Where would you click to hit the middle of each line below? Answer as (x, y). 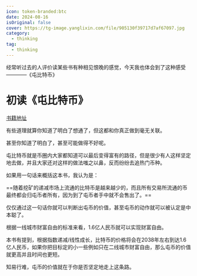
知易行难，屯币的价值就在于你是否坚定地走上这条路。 (70, 267)
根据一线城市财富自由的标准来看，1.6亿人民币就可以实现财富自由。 (86, 227)
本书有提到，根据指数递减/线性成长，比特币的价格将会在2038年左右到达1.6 (96, 240)
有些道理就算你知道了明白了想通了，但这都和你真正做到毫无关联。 (86, 130)
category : (18, 33)
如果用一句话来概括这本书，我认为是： (52, 175)
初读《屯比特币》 (47, 100)
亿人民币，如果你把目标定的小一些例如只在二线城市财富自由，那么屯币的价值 (98, 247)
